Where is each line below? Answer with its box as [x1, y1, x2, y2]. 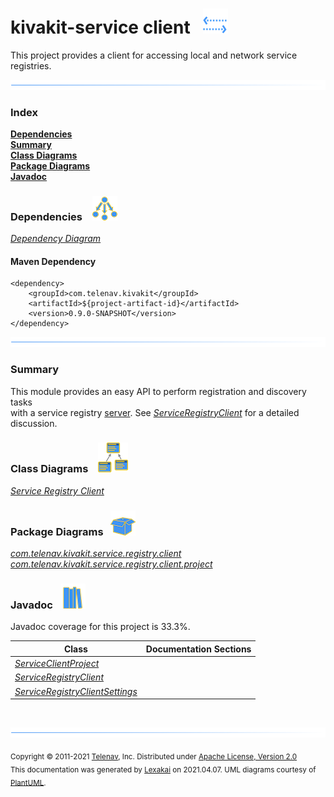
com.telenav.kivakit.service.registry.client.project [10, 558, 213, 570]
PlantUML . [10, 778, 47, 788]
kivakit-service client [10, 16, 191, 39]
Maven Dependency [10, 255, 97, 267]
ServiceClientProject [14, 658, 100, 670]
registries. [10, 59, 52, 72]
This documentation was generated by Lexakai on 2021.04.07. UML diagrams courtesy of [10, 764, 317, 775]
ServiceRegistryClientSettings [14, 685, 138, 697]
